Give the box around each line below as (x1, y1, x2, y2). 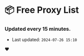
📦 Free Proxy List (4, 4, 79, 16)
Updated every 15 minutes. (4, 26, 71, 33)
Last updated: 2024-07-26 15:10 (11, 37, 78, 43)
